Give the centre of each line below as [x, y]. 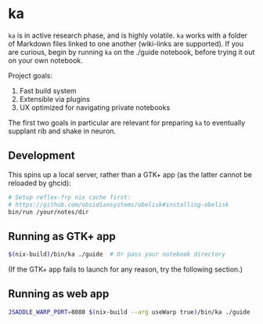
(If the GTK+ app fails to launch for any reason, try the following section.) [125, 269]
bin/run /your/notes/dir [49, 212]
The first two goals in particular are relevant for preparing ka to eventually [127, 122]
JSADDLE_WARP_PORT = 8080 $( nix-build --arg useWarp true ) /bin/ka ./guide [129, 312]
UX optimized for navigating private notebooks [95, 107]
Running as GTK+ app [62, 236]
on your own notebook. [46, 60]
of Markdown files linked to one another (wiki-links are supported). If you [126, 43]
